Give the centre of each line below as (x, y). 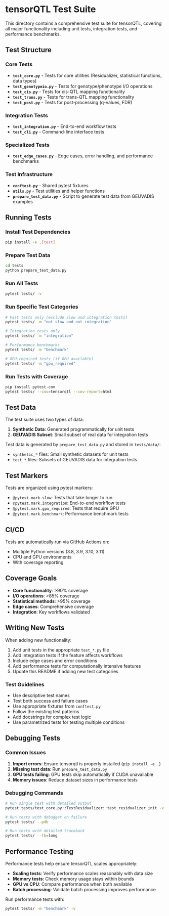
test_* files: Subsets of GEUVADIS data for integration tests (75, 460)
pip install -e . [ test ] (30, 242)
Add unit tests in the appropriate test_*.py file (61, 650)
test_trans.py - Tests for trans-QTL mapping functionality (73, 97)
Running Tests (28, 217)
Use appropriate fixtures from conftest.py (57, 706)
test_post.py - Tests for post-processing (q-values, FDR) (72, 102)
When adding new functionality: (38, 640)
